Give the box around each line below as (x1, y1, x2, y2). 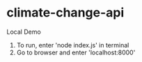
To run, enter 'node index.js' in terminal (16, 41, 129, 49)
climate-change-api (6, 5, 125, 21)
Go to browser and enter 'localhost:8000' (16, 48, 136, 56)
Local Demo (6, 28, 41, 36)
